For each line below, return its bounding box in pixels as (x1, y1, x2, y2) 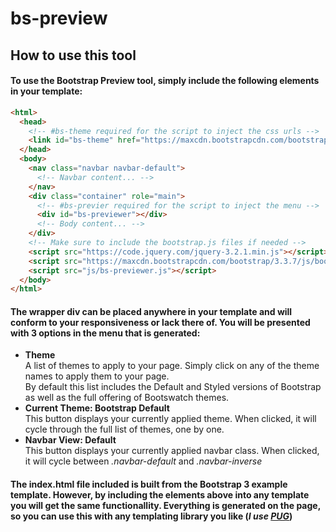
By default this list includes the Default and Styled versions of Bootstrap (24, 381, 322, 393)
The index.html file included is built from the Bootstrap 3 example (10, 478, 288, 491)
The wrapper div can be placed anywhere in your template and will (10, 305, 293, 317)
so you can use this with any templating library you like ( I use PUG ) (10, 510, 293, 522)
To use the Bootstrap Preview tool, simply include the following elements (10, 75, 320, 87)
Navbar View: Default (24, 434, 117, 446)
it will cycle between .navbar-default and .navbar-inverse (24, 455, 263, 467)
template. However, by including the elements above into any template (10, 489, 310, 501)
